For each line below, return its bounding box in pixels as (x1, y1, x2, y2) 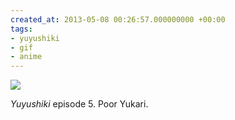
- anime (10, 52, 43, 62)
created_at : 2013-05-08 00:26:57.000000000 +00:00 (10, 14, 226, 25)
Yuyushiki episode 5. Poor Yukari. (10, 98, 149, 110)
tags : (10, 24, 33, 34)
